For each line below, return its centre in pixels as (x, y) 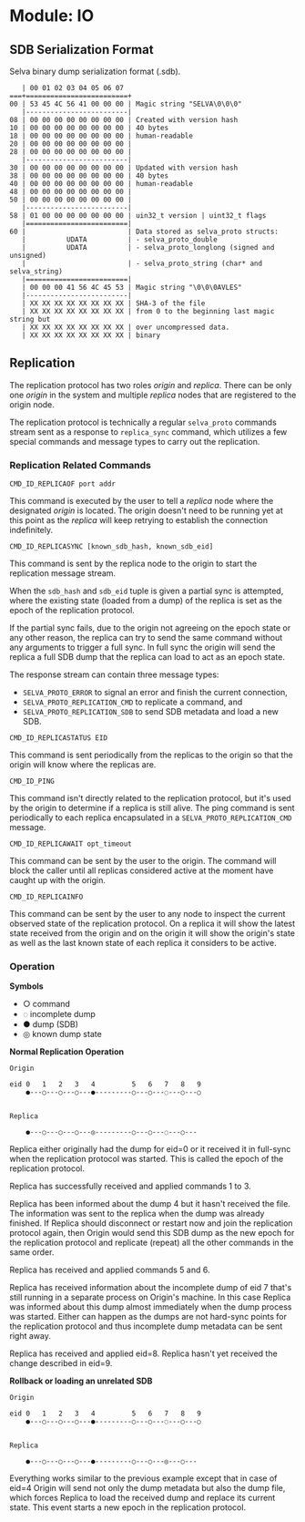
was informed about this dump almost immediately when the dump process (151, 1307)
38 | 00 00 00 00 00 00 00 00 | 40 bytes (89, 176)
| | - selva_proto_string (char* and (142, 263)
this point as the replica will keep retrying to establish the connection (139, 520)
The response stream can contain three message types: (114, 674)
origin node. (32, 404)
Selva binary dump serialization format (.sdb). (95, 71)
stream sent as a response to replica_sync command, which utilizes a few (148, 432)
